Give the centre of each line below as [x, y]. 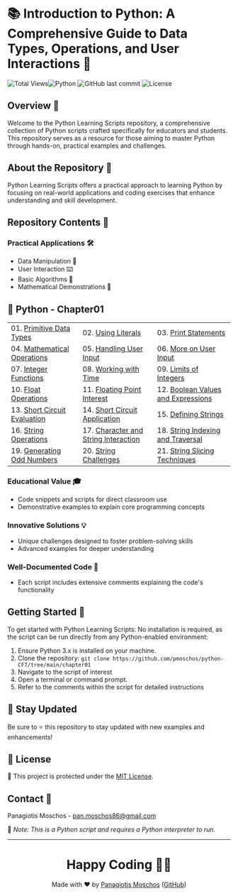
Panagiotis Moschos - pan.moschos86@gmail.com [82, 816]
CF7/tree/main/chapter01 [54, 665]
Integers [171, 378]
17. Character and [113, 430]
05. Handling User [113, 349]
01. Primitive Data [41, 329]
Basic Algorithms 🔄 [45, 279]
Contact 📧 [30, 798]
